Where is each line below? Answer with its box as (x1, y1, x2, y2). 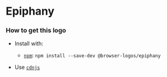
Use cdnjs (14, 64, 40, 71)
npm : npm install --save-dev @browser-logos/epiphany (23, 52, 161, 59)
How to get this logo (5, 26, 66, 35)
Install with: (14, 40, 44, 47)
